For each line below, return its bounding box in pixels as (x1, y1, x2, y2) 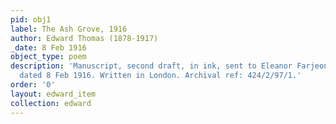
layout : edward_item (10, 89, 97, 99)
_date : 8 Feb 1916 (10, 42, 87, 53)
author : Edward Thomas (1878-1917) (10, 33, 159, 43)
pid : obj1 (10, 14, 52, 25)
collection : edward (10, 98, 92, 108)
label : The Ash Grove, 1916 (10, 24, 128, 34)
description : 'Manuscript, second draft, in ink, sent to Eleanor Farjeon (10, 61, 329, 71)
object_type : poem (10, 52, 87, 62)
